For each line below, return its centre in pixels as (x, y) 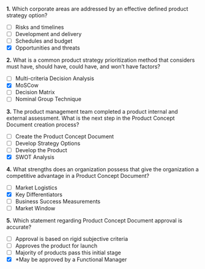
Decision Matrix (35, 92)
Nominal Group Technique (48, 99)
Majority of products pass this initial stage (68, 252)
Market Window (35, 208)
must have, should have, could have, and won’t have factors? (83, 67)
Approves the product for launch (56, 246)
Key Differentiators (39, 194)
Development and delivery (48, 34)
